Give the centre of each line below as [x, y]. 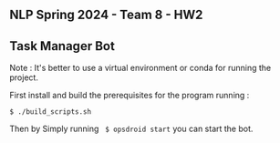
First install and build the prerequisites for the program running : [130, 96]
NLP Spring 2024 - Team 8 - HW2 [106, 15]
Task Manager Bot [62, 46]
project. [24, 77]
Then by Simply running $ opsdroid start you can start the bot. [131, 129]
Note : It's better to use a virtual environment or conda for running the [140, 68]
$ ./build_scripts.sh [51, 112]
